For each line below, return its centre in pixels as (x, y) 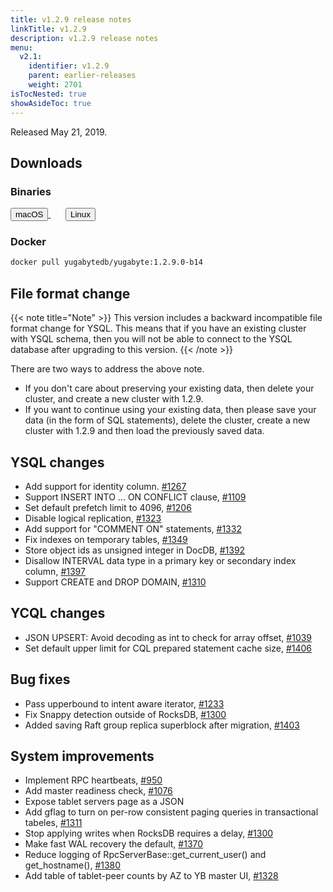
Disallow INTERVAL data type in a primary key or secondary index (160, 560)
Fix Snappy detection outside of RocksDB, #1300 (125, 714)
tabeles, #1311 (53, 823)
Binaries (31, 191)
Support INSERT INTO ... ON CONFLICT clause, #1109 (135, 497)
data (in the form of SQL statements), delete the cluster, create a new (167, 420)
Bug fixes (40, 679)
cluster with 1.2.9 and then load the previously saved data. (144, 431)
